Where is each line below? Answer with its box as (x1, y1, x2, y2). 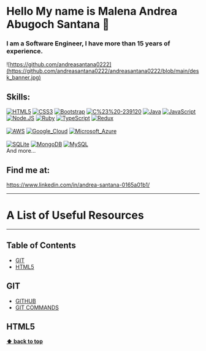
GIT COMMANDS (15, 304, 59, 311)
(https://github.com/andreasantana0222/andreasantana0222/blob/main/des (6, 67, 199, 75)
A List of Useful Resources (6, 209, 144, 222)
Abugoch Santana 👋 (6, 17, 110, 31)
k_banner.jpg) (6, 74, 41, 81)
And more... (6, 147, 36, 155)
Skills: (6, 91, 31, 102)
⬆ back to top (6, 337, 43, 345)
